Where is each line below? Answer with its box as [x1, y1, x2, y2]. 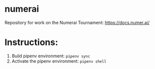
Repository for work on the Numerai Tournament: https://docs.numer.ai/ [4, 20, 150, 25]
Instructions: [4, 37, 58, 48]
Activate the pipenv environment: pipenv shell [11, 58, 106, 64]
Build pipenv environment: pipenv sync [11, 53, 90, 59]
